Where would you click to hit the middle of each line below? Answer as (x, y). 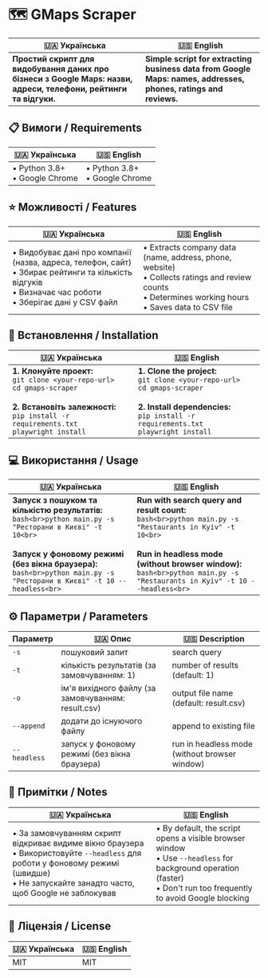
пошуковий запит (95, 652)
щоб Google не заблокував (64, 893)
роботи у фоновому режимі (66, 863)
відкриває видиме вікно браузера (78, 843)
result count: (162, 511)
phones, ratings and (184, 89)
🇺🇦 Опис (112, 639)
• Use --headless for (195, 858)
